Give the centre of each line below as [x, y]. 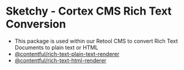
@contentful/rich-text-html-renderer [61, 60]
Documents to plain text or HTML [56, 47]
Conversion [36, 24]
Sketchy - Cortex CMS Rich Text [89, 11]
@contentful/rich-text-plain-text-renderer [67, 54]
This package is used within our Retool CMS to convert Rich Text [96, 41]
